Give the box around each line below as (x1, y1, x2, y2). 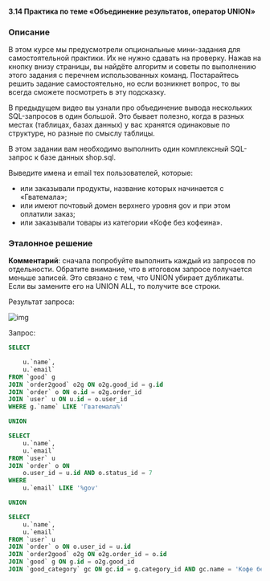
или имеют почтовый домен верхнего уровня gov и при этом (19, 201, 231, 210)
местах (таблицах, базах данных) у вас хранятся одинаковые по (8, 120, 231, 129)
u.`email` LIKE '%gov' (22, 484, 99, 493)
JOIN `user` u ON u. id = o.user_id (8, 396, 128, 404)
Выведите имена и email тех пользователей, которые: (8, 168, 193, 177)
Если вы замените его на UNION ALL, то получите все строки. (8, 282, 221, 291)
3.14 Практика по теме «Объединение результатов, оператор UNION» (8, 6, 256, 16)
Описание (8, 26, 51, 38)
